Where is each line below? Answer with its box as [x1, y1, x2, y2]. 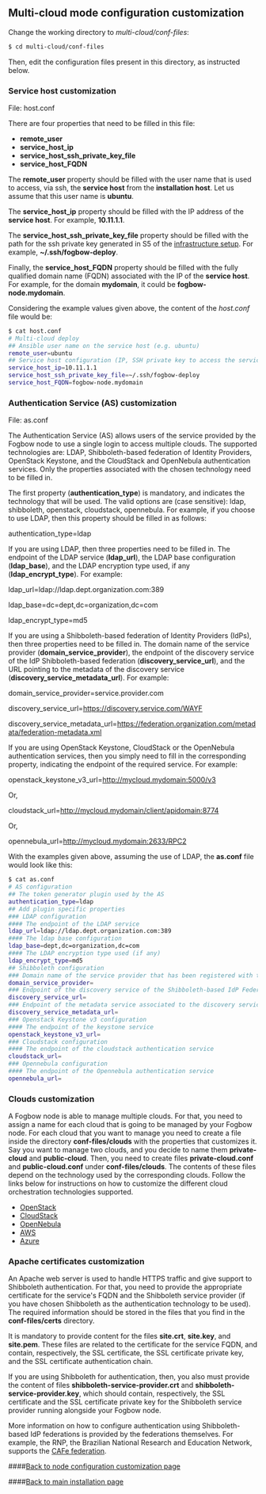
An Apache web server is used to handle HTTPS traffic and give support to [8, 1274, 253, 1283]
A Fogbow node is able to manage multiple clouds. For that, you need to [8, 1111, 243, 1121]
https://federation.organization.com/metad [116, 719, 256, 728]
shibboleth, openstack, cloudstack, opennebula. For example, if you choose [8, 505, 256, 514]
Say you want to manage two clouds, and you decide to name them [8, 1145, 228, 1155]
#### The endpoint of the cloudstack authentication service [8, 1045, 215, 1053]
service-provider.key [8, 1389, 80, 1398]
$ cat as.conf [8, 876, 55, 884]
